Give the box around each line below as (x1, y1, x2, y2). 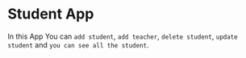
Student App (7, 5, 94, 23)
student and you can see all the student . (7, 39, 150, 49)
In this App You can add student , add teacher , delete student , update (7, 31, 239, 41)
